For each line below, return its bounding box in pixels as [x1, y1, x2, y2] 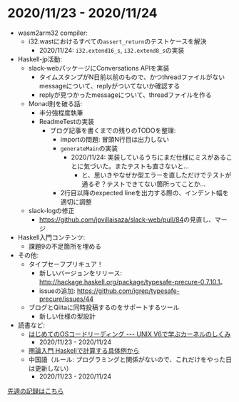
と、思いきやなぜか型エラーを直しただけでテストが [81, 170, 232, 179]
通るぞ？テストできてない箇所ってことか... [81, 180, 205, 188]
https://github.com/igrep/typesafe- [76, 287, 180, 295]
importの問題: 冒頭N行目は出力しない [60, 135, 170, 143]
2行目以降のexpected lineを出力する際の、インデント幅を [60, 188, 230, 197]
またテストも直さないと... [114, 162, 189, 170]
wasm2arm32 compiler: [17, 29, 88, 37]
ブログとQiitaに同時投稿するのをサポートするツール [28, 303, 180, 311]
